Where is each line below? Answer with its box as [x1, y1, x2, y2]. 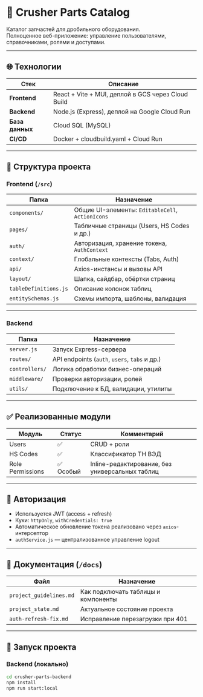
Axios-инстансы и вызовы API [74, 265, 163, 274]
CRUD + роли [90, 440, 129, 448]
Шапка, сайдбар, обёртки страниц [74, 275, 175, 283]
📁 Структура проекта [6, 162, 91, 172]
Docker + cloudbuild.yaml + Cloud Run [53, 135, 163, 143]
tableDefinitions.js [9, 285, 68, 292]
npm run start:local [6, 685, 59, 691]
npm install [6, 679, 36, 685]
